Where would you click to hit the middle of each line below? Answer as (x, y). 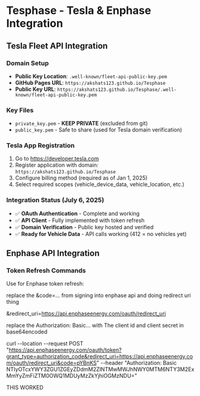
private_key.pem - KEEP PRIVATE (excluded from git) (82, 123)
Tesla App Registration (40, 146)
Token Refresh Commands (46, 270)
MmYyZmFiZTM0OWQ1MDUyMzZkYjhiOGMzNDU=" (72, 376)
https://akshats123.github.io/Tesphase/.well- (117, 89)
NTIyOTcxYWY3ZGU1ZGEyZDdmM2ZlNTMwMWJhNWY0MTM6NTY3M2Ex (100, 369)
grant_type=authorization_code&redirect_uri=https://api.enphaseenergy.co (100, 357)
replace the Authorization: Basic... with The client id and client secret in (95, 326)
